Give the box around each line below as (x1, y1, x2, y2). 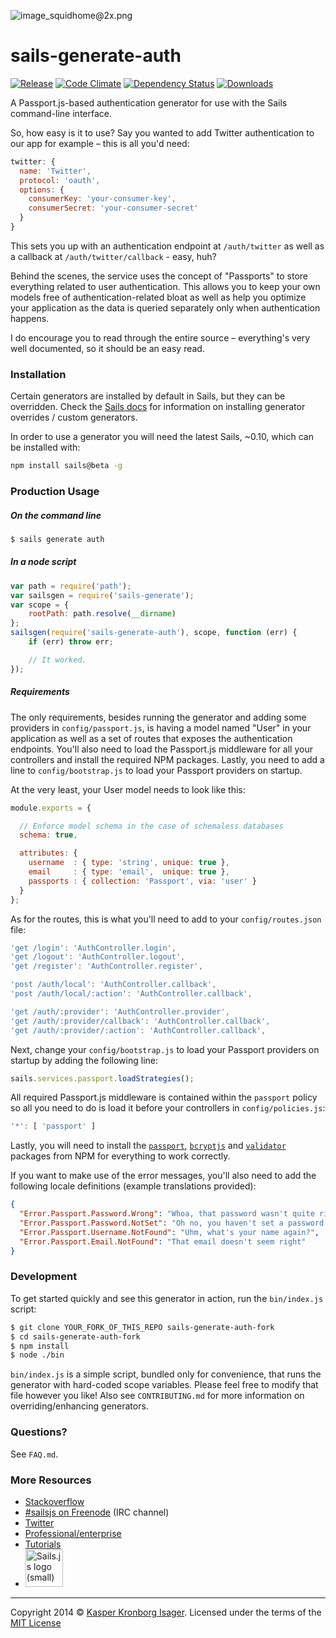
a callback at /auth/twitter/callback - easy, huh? (10, 250, 217, 262)
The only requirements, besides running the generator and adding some (10, 711, 307, 723)
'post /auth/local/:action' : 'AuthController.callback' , (10, 989, 253, 999)
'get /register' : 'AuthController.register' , (10, 961, 203, 972)
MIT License (10, 1616, 62, 1629)
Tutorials (24, 1538, 62, 1550)
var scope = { (10, 600, 70, 610)
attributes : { (19, 848, 78, 859)
